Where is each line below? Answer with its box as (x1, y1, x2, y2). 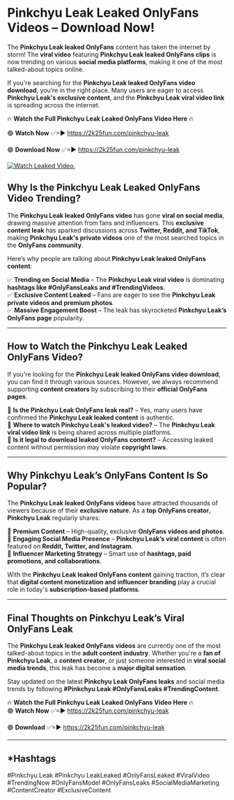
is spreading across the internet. (7, 101, 100, 109)
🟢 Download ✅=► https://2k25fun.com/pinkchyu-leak (7, 723, 165, 732)
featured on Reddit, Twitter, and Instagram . (7, 542, 134, 551)
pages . (7, 392, 28, 401)
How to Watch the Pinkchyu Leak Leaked (7, 341, 188, 353)
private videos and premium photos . (7, 298, 114, 306)
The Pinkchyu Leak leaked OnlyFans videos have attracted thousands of (7, 499, 218, 508)
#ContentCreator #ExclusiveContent (7, 786, 111, 794)
